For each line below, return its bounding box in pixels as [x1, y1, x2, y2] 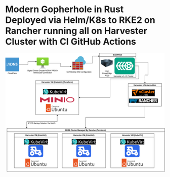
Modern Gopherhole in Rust [5, 4, 124, 15]
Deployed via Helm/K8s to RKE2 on [5, 14, 155, 26]
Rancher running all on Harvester [5, 25, 148, 37]
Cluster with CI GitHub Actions [5, 36, 137, 48]
